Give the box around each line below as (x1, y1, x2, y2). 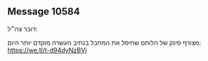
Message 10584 (7, 6, 80, 18)
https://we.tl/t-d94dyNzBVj (7, 45, 88, 54)
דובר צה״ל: (7, 24, 38, 33)
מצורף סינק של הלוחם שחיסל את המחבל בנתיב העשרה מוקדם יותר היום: (7, 38, 202, 47)
